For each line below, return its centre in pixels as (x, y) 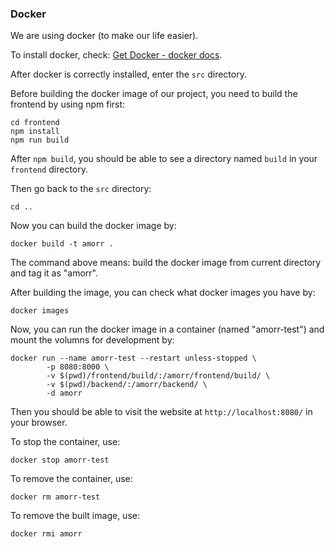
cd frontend (35, 123)
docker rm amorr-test (55, 497)
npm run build (40, 140)
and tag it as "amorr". (54, 273)
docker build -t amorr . (62, 244)
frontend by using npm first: (68, 104)
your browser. (39, 423)
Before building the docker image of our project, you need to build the (154, 94)
